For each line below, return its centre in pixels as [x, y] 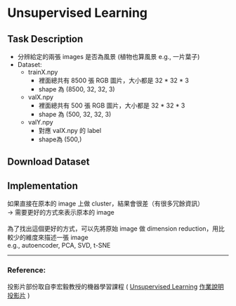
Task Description [45, 39]
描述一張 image [66, 238]
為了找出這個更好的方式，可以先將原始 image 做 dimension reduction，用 [113, 229]
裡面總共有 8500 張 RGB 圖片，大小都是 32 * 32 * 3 [114, 80]
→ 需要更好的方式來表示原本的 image [61, 212]
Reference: [27, 270]
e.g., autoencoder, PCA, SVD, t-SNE [59, 246]
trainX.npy [43, 72]
